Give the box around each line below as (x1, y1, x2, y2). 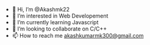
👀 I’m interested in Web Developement (12, 12, 109, 19)
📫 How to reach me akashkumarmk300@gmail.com (12, 32, 144, 39)
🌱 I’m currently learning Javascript (12, 19, 99, 26)
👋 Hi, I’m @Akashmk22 (12, 6, 70, 13)
